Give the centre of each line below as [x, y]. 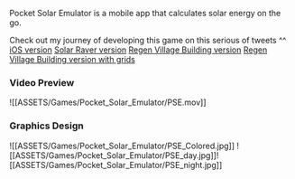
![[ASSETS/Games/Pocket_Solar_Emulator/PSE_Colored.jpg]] [122, 146]
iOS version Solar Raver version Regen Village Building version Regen [138, 50]
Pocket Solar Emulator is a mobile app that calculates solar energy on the [145, 13]
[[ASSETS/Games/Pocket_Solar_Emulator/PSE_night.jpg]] [116, 165]
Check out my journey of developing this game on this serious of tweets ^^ [148, 40]
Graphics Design [46, 126]
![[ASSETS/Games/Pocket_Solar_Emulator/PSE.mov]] [108, 102]
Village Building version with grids [72, 59]
